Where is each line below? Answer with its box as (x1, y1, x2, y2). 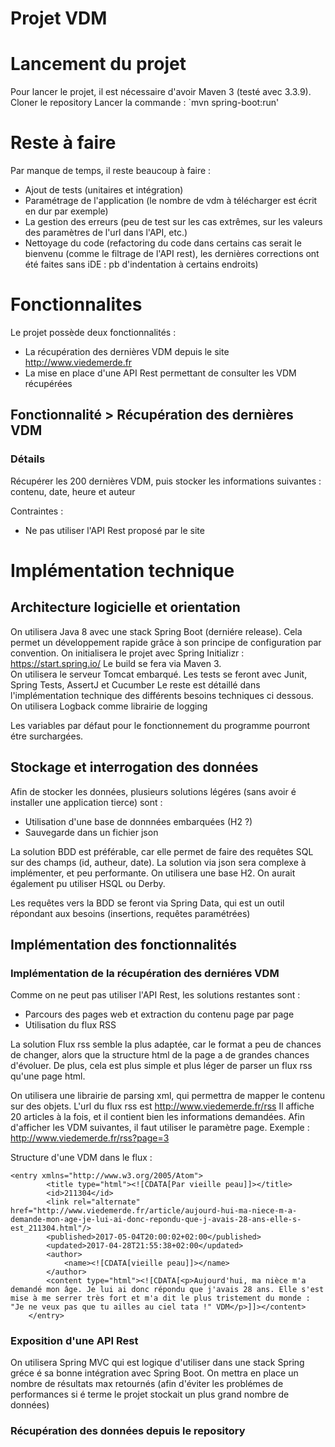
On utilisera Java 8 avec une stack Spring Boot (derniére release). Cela (10, 625, 303, 637)
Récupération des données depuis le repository (10, 1424, 246, 1438)
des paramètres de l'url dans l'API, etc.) (24, 227, 188, 239)
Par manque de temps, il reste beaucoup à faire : (10, 165, 212, 177)
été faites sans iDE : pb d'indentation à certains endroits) (24, 258, 259, 271)
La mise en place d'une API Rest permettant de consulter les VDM (24, 367, 297, 379)
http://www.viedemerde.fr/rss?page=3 (10, 1132, 170, 1144)
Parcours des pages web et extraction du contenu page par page (24, 1008, 295, 1021)
